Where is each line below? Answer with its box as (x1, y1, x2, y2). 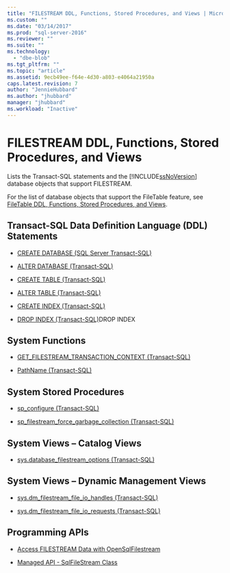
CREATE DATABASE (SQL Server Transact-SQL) (16, 249, 152, 257)
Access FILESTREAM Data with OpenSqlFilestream (16, 545, 161, 553)
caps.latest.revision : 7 (7, 80, 78, 87)
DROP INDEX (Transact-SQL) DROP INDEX (16, 315, 136, 323)
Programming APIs (7, 526, 89, 538)
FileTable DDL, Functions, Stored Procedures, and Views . (7, 200, 168, 208)
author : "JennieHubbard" (7, 86, 78, 93)
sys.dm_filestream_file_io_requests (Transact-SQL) (16, 507, 161, 515)
